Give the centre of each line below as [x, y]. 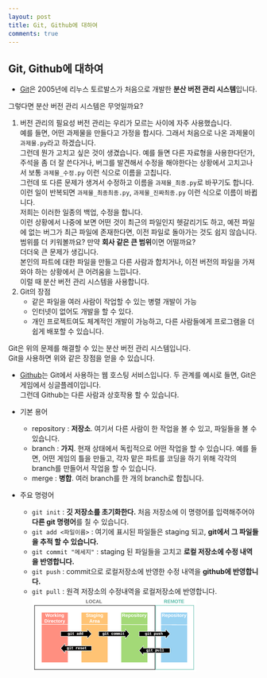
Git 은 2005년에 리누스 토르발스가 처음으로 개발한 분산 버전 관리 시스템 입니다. [138, 89]
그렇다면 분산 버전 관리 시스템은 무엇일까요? [76, 106]
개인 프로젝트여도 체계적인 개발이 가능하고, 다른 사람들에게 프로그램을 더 [143, 322]
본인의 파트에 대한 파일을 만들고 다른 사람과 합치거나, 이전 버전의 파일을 [130, 262]
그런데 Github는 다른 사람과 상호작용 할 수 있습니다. [99, 395]
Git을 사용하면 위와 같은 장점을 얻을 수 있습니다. [81, 358]
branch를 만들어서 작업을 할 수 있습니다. [94, 468]
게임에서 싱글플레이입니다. [60, 385]
